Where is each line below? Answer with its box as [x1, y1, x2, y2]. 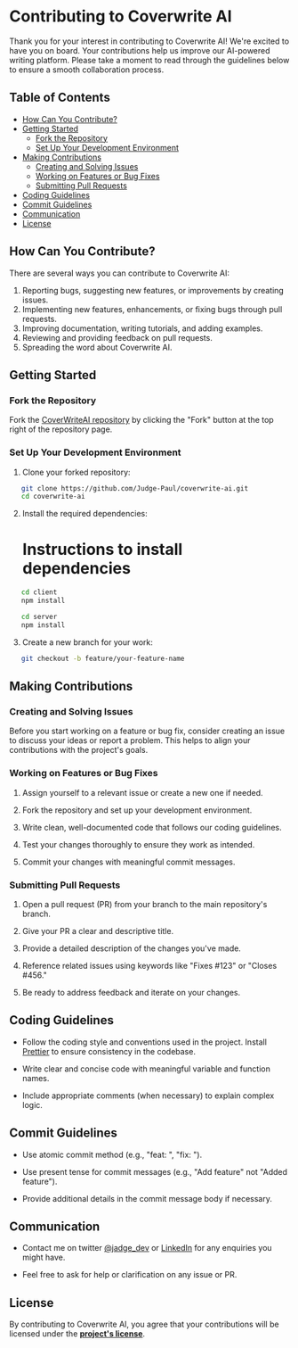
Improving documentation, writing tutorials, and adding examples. [21, 323, 263, 334]
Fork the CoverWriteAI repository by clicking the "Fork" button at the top [9, 415, 274, 426]
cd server [20, 612, 58, 621]
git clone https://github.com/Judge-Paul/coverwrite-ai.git [20, 484, 249, 492]
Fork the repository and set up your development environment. [21, 805, 253, 815]
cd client [20, 588, 58, 597]
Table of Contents [9, 90, 111, 105]
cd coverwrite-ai [20, 492, 86, 501]
